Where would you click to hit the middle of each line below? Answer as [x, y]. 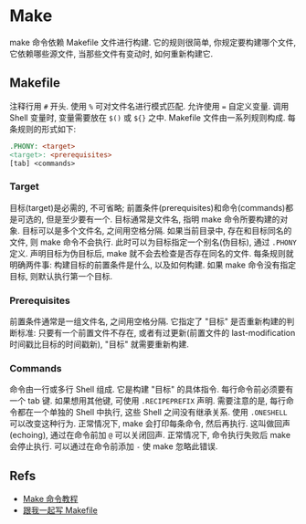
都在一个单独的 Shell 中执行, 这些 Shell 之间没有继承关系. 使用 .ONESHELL [152, 413]
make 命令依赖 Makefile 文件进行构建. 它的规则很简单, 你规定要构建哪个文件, [153, 42]
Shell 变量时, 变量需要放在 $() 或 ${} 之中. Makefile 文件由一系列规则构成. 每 [153, 117]
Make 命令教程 [50, 499]
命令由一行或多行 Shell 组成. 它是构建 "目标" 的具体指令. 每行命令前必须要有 [152, 390]
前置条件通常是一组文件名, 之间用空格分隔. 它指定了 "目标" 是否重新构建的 [148, 321]
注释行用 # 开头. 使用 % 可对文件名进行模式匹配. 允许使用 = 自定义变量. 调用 [149, 106]
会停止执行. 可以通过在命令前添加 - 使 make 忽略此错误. [114, 446]
